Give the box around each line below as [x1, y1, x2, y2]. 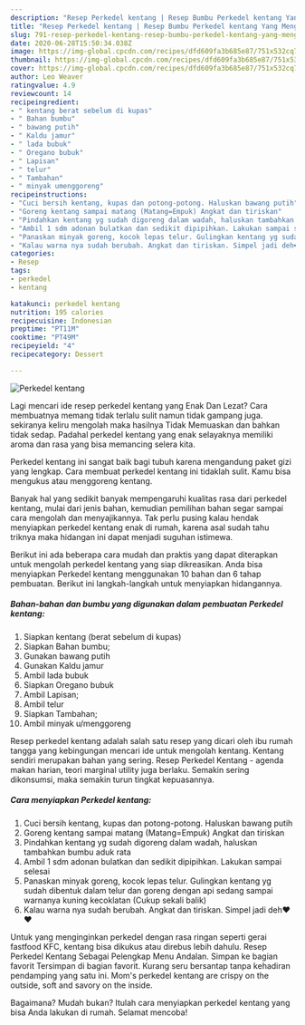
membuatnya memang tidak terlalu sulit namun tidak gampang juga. [10, 410, 263, 421]
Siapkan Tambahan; [23, 708, 98, 719]
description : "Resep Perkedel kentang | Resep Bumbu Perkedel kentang [10, 13, 282, 23]
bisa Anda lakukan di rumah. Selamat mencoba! [10, 1007, 188, 1018]
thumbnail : [10, 55, 52, 64]
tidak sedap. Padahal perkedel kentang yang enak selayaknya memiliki [10, 429, 274, 440]
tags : [10, 266, 31, 276]
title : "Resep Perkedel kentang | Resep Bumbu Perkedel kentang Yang [10, 22, 279, 31]
